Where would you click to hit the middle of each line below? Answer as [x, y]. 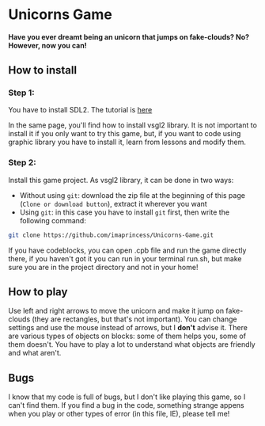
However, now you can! [47, 45]
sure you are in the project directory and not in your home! [103, 267]
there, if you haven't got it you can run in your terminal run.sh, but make [125, 258]
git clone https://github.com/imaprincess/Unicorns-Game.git [111, 235]
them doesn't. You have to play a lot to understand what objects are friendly [132, 344]
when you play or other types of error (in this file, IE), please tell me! [119, 414]
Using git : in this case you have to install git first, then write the [125, 212]
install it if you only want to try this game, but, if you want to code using [125, 134]
